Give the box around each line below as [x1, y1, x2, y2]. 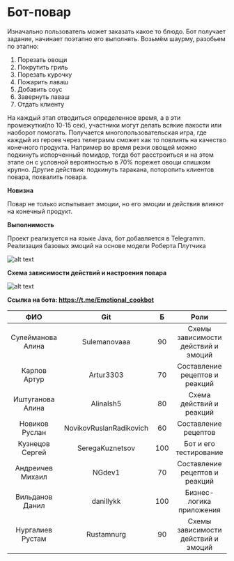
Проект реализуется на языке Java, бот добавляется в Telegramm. [7, 234, 205, 243]
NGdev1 [93, 468, 120, 477]
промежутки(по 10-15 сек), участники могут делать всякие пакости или [7, 121, 222, 129]
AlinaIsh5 [91, 399, 122, 408]
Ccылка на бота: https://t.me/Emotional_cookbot [7, 295, 155, 304]
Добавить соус [17, 85, 63, 93]
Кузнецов [17, 438, 50, 448]
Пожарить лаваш [17, 77, 69, 86]
